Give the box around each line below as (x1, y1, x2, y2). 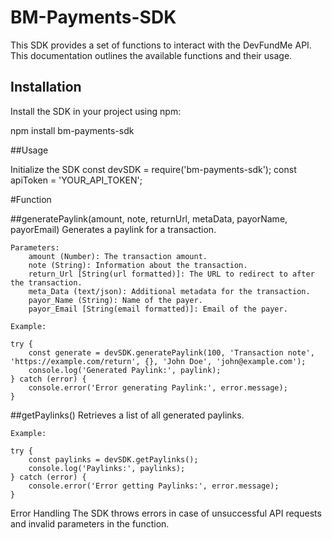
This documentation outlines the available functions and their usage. (10, 49, 293, 61)
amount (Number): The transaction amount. (28, 251, 208, 261)
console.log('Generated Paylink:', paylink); (28, 365, 222, 375)
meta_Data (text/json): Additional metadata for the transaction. (28, 286, 311, 296)
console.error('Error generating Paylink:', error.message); (28, 382, 288, 393)
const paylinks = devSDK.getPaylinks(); (28, 454, 199, 465)
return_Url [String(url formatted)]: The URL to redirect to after (28, 269, 315, 279)
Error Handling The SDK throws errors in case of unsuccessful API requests (10, 507, 322, 519)
